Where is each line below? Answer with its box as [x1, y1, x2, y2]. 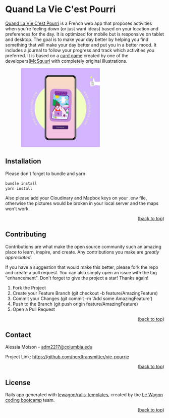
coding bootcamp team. [5, 397, 55, 403]
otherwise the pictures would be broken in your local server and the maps [5, 200, 159, 206]
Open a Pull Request [12, 306, 55, 312]
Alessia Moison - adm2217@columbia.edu [5, 344, 93, 350]
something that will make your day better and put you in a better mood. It [5, 41, 157, 48]
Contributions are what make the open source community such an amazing [5, 243, 161, 249]
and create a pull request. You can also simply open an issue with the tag [5, 269, 157, 275]
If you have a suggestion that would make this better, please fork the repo [5, 264, 158, 270]
